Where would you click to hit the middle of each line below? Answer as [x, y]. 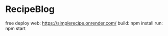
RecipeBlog [30, 9]
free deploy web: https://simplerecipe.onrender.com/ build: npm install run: [84, 23]
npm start [16, 28]
